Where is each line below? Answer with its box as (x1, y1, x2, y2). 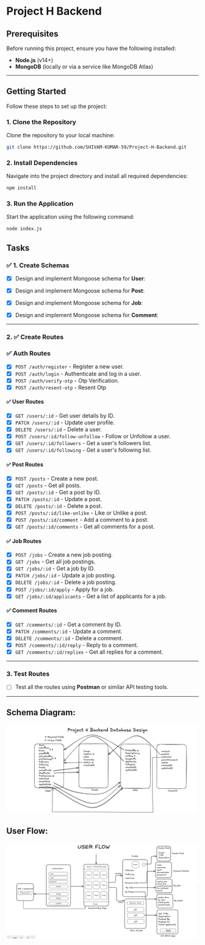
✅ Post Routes (6, 460, 44, 468)
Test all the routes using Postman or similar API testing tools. (15, 683, 169, 691)
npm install (6, 185, 37, 191)
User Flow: (6, 826, 48, 836)
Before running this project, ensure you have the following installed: (6, 45, 176, 52)
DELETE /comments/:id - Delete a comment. (15, 634, 123, 641)
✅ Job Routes (6, 537, 41, 544)
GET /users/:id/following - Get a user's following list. (15, 446, 151, 454)
